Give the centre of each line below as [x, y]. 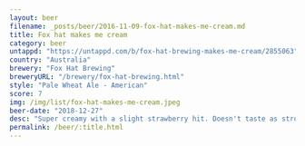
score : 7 [26, 93]
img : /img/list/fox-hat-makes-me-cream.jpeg [95, 102]
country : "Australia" [50, 60]
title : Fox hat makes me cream [69, 34]
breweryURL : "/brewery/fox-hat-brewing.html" [97, 77]
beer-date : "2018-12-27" [56, 111]
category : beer [38, 43]
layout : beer [34, 18]
